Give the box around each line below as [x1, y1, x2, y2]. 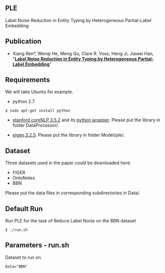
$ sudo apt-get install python [5, 108, 70, 113]
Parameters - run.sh [5, 241, 69, 249]
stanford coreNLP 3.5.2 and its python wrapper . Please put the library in [12, 117, 160, 123]
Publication [5, 37, 41, 46]
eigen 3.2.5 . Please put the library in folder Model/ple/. [12, 132, 125, 138]
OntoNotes [12, 175, 35, 181]
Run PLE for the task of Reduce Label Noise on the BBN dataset [5, 218, 136, 224]
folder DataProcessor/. [12, 122, 59, 128]
